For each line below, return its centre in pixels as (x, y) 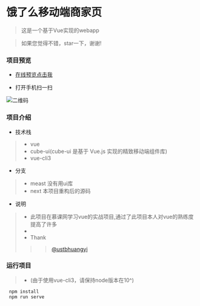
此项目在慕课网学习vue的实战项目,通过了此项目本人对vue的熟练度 (112, 216)
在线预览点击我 (34, 75)
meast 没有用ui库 (52, 183)
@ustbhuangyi (69, 249)
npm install (24, 291)
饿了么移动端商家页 (54, 12)
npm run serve (27, 297)
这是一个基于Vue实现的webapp (60, 30)
